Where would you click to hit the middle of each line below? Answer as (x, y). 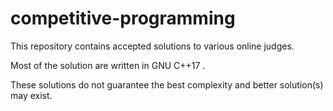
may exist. (31, 95)
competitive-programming (123, 18)
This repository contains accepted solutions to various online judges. (152, 46)
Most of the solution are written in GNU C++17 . (108, 65)
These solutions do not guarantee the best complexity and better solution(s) (167, 84)
